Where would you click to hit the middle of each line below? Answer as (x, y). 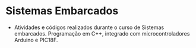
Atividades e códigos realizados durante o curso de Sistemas (89, 27)
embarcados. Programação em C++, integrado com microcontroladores (102, 33)
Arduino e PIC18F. (36, 40)
